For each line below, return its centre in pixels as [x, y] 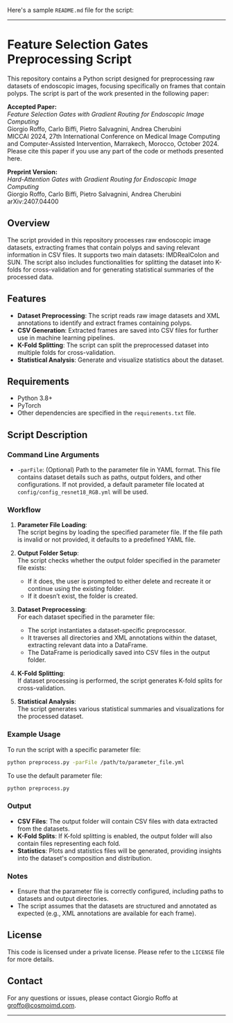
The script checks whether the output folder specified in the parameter [119, 560]
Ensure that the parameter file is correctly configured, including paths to [120, 891]
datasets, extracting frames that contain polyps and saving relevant [103, 247]
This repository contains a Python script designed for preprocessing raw [111, 78]
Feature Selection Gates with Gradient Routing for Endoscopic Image [106, 114]
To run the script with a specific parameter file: [74, 749]
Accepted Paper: [32, 106]
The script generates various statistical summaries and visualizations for [121, 709]
